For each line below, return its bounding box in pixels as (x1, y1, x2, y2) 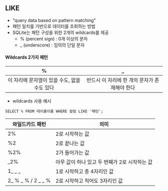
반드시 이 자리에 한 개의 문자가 (86, 77, 153, 84)
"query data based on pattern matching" (12, 17, 96, 23)
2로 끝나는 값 (55, 140, 85, 147)
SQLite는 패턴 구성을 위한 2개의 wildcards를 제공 (12, 29, 109, 35)
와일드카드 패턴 (12, 121, 46, 128)
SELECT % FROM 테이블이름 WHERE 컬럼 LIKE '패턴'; (5, 109, 103, 114)
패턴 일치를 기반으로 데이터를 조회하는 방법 (12, 23, 96, 29)
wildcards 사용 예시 (12, 98, 51, 104)
